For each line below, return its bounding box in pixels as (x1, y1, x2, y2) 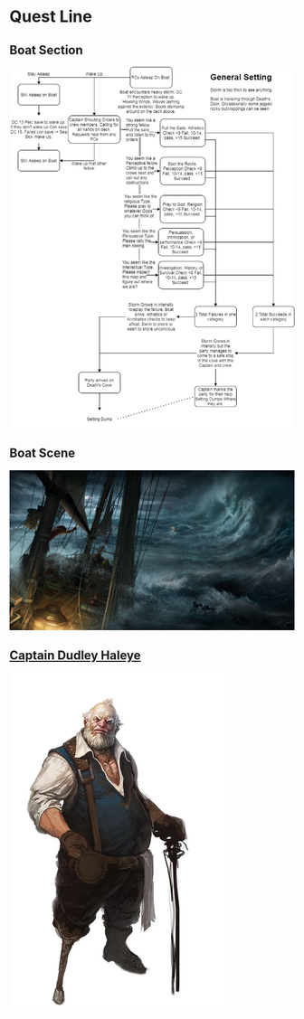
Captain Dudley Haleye (9, 648, 142, 664)
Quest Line (9, 6, 92, 27)
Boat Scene (9, 446, 76, 461)
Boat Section (9, 42, 83, 58)
